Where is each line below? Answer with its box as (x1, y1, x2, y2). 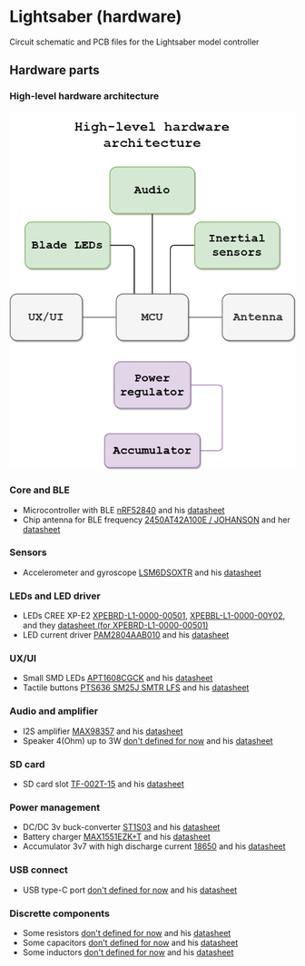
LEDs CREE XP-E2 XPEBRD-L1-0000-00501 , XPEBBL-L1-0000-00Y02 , (22, 610, 286, 621)
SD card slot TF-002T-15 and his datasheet (22, 778, 184, 790)
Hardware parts (9, 63, 100, 78)
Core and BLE (9, 483, 70, 496)
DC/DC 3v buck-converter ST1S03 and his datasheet (22, 822, 221, 833)
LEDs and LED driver (9, 590, 102, 602)
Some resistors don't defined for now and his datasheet (22, 927, 231, 938)
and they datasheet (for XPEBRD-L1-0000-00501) (22, 620, 209, 631)
